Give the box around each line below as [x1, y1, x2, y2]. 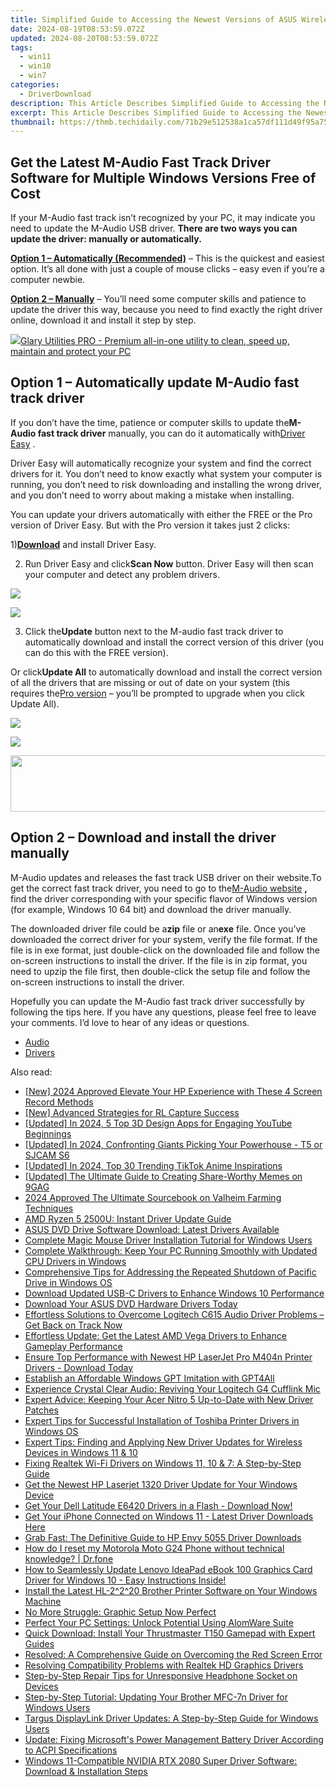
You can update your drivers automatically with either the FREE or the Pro [10, 508, 313, 520]
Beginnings [24, 1127, 72, 1140]
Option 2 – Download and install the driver [10, 829, 277, 846]
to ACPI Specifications [24, 1744, 118, 1756]
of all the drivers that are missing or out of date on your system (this [10, 676, 291, 688]
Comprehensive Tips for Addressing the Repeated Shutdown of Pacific [24, 1266, 317, 1278]
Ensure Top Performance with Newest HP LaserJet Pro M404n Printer [24, 1351, 313, 1363]
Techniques [24, 1202, 74, 1214]
